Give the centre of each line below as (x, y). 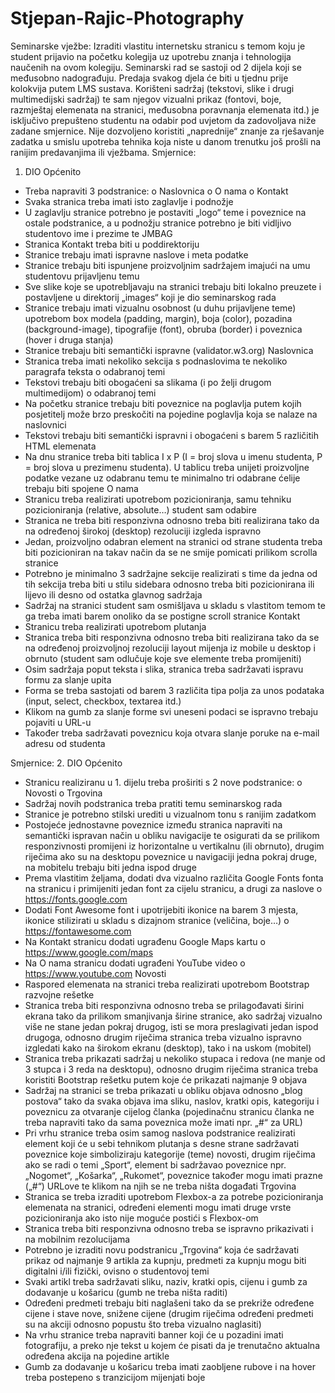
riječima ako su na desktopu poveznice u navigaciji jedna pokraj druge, (171, 856)
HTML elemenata (60, 446)
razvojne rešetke (59, 994)
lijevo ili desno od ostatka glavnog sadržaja (113, 594)
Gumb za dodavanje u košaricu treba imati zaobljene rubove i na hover (170, 1366)
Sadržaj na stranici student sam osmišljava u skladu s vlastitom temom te (175, 605)
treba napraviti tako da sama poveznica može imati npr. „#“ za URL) (163, 1122)
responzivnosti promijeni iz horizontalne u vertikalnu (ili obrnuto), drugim (174, 846)
